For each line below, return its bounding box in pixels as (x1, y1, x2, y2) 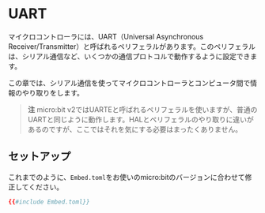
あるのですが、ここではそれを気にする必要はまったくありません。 (27, 124, 243, 134)
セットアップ (8, 150, 71, 163)
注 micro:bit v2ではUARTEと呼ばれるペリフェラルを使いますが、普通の (27, 104, 258, 114)
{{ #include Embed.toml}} (8, 198, 90, 206)
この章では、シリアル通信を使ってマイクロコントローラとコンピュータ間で (8, 78, 251, 88)
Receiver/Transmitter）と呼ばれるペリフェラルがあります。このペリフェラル (8, 41, 256, 51)
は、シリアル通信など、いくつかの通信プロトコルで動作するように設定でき (8, 51, 251, 61)
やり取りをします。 (21, 88, 85, 97)
